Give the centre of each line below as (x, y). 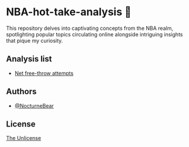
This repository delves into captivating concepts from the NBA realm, (90, 28)
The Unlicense (23, 138)
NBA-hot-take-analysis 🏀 (69, 12)
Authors (21, 92)
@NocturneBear (34, 105)
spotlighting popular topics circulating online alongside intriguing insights (95, 34)
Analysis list (29, 59)
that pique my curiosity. (35, 40)
